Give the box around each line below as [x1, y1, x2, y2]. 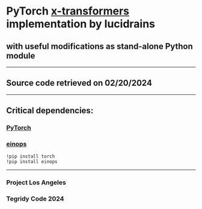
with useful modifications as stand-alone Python [6, 41, 194, 51]
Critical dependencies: [6, 106, 94, 116]
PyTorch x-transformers [6, 4, 129, 18]
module [6, 50, 35, 61]
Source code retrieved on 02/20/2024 [6, 78, 152, 88]
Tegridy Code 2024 [6, 195, 64, 203]
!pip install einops [6, 159, 58, 165]
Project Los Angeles [6, 178, 66, 187]
